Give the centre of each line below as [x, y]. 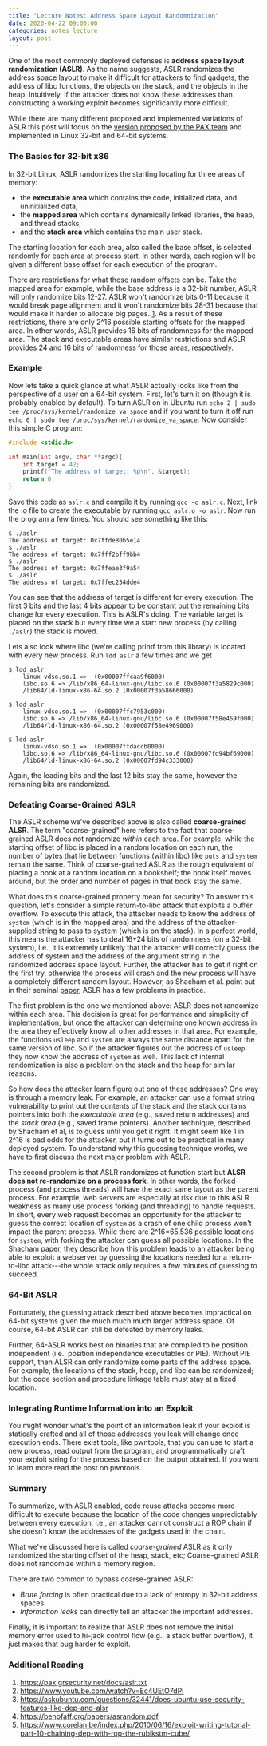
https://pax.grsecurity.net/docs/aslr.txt [83, 1682]
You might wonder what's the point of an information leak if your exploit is [130, 1425]
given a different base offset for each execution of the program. [113, 264]
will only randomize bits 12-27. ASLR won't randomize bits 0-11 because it [129, 296]
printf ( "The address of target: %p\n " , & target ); [107, 472]
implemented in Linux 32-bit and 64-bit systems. [88, 136]
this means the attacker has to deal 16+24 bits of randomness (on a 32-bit [130, 939]
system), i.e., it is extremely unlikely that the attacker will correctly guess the [134, 948]
